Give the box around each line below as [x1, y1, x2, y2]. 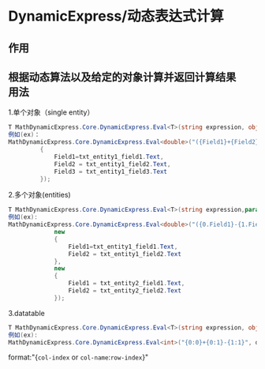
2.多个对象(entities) [8, 190, 71, 200]
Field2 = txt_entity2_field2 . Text [68, 287, 181, 295]
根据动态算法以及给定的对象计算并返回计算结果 [8, 70, 237, 84]
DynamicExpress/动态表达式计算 [8, 7, 224, 25]
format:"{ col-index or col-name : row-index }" [8, 352, 149, 362]
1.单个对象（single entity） [8, 107, 95, 117]
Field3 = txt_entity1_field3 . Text [54, 168, 168, 175]
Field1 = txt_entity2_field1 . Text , [68, 280, 185, 288]
